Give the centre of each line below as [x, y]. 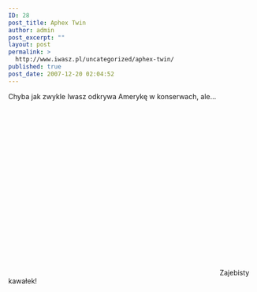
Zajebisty [235, 272]
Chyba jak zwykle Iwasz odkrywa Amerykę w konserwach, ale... [112, 96]
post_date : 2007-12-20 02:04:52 [61, 74]
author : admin [32, 30]
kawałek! [23, 281]
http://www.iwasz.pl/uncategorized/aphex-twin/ [95, 60]
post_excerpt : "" [37, 37]
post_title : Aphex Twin [47, 23]
